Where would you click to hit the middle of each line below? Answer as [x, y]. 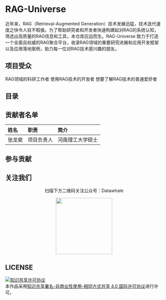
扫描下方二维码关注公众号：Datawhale [84, 190]
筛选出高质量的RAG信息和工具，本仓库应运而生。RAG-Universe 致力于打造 [82, 36]
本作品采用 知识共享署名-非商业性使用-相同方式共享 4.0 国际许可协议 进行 [79, 286]
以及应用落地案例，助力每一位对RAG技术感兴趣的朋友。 [62, 48]
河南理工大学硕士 [78, 139]
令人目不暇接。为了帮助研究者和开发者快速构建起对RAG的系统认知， [88, 30]
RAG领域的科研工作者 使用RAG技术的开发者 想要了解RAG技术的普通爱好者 [81, 79]
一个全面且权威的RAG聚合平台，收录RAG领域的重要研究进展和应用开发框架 [82, 42]
